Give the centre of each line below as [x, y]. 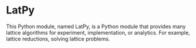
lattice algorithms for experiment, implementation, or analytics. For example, [98, 32]
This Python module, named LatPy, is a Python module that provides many [96, 26]
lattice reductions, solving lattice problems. [58, 39]
